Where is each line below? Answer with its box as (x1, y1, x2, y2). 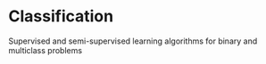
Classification (8, 6, 113, 27)
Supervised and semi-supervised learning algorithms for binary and (8, 36, 258, 46)
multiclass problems (8, 44, 82, 55)
